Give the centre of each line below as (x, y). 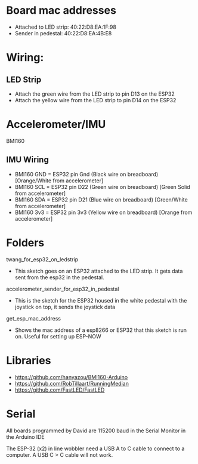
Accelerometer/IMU (56, 125)
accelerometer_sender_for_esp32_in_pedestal (63, 289)
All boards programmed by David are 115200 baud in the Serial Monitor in (96, 431)
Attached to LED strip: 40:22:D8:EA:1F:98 (65, 27)
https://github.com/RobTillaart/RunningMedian (72, 383)
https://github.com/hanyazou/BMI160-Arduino (71, 377)
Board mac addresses (61, 10)
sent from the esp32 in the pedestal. (59, 277)
